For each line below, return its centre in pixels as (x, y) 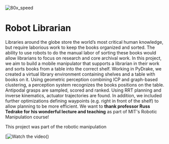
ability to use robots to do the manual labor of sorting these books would (81, 52)
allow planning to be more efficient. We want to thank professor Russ (78, 106)
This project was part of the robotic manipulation (56, 126)
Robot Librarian (38, 28)
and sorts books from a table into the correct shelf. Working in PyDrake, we (83, 68)
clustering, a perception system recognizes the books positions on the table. (85, 85)
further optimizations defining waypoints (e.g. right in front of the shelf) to (82, 101)
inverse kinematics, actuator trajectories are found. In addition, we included (84, 95)
